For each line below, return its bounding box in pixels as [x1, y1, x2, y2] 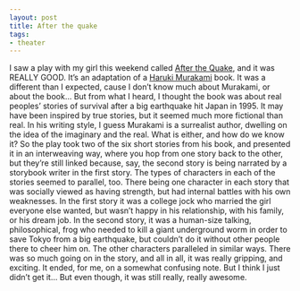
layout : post [9, 13, 58, 22]
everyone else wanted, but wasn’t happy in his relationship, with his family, [9, 205, 284, 216]
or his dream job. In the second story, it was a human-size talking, [9, 215, 252, 226]
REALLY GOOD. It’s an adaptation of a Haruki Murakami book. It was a [9, 73, 266, 83]
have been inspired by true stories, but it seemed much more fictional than [9, 110, 284, 121]
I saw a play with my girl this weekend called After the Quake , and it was [9, 63, 275, 73]
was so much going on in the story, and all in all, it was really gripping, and [9, 252, 283, 264]
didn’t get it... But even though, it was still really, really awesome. [9, 272, 247, 283]
